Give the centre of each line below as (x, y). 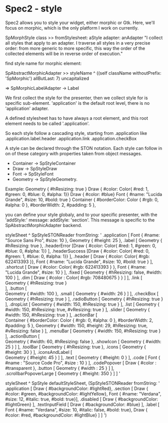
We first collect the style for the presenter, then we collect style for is (76, 98)
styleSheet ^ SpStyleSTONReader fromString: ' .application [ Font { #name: (82, 235)
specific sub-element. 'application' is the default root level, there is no (77, 103)
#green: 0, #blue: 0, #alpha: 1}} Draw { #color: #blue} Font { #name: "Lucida (84, 194)
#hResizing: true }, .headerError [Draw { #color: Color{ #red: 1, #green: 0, (81, 246)
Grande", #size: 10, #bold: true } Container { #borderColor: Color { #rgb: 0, (82, 199)
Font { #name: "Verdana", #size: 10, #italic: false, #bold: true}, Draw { (76, 409)
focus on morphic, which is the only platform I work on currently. (72, 28)
